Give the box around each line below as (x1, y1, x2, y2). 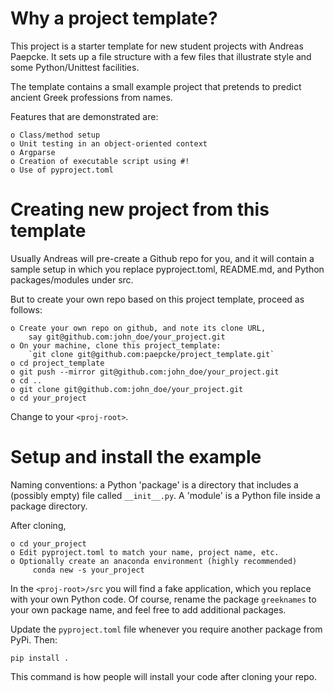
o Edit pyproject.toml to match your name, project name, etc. (10, 547, 280, 557)
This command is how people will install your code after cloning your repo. (10, 670, 317, 682)
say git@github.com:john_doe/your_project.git (28, 332, 226, 342)
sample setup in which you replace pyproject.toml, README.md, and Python (10, 263, 325, 275)
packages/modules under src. (10, 273, 134, 286)
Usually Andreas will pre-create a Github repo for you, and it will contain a (10, 252, 315, 264)
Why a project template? (10, 7, 218, 30)
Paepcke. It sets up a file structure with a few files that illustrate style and (10, 50, 312, 62)
